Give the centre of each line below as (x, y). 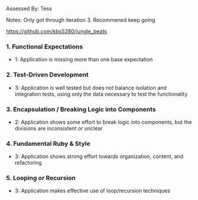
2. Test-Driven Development (47, 75)
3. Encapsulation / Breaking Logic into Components (81, 109)
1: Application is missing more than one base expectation (84, 60)
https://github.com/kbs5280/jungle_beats (57, 31)
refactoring (28, 163)
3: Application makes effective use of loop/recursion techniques (93, 191)
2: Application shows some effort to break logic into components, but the (103, 122)
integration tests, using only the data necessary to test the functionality (101, 94)
